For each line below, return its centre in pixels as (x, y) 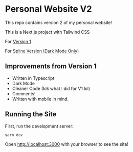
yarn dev (14, 135)
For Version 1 (18, 41)
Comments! (24, 93)
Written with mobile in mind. (40, 99)
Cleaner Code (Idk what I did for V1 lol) (51, 88)
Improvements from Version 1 (51, 66)
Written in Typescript (33, 78)
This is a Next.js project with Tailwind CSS (47, 32)
